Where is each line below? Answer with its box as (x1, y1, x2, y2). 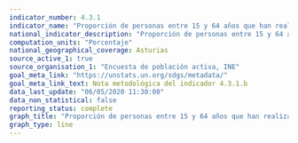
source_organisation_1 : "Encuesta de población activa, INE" (9, 63, 240, 72)
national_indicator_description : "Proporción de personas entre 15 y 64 (9, 29, 284, 38)
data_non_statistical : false (9, 95, 117, 105)
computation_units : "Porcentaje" (9, 37, 133, 47)
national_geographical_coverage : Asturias (9, 46, 169, 55)
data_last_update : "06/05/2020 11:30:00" (9, 87, 165, 96)
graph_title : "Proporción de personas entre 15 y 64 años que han (9, 112, 260, 121)
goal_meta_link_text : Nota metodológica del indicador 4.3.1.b (9, 79, 248, 88)
